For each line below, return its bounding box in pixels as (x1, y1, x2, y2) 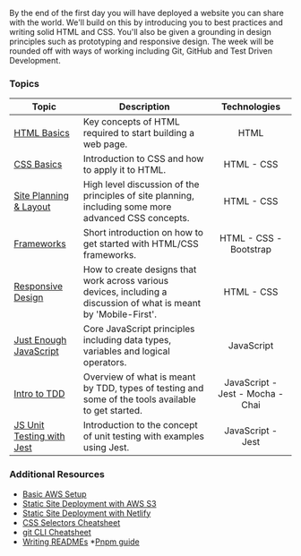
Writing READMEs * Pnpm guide (21, 536, 141, 547)
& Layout (13, 201, 51, 213)
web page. (83, 138, 128, 150)
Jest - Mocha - (218, 388, 284, 400)
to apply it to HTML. (83, 164, 167, 176)
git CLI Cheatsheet (21, 526, 91, 537)
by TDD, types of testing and (83, 382, 204, 395)
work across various (83, 275, 168, 287)
